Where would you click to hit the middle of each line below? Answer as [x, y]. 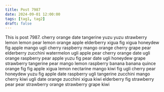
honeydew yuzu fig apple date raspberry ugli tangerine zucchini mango [78, 74]
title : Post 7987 [23, 10]
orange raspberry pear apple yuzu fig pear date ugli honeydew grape [75, 58]
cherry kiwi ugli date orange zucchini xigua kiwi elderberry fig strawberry [80, 79]
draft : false [18, 23]
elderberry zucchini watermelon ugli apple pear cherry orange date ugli [78, 53]
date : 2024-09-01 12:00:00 [33, 14]
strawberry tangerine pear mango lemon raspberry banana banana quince [81, 63]
